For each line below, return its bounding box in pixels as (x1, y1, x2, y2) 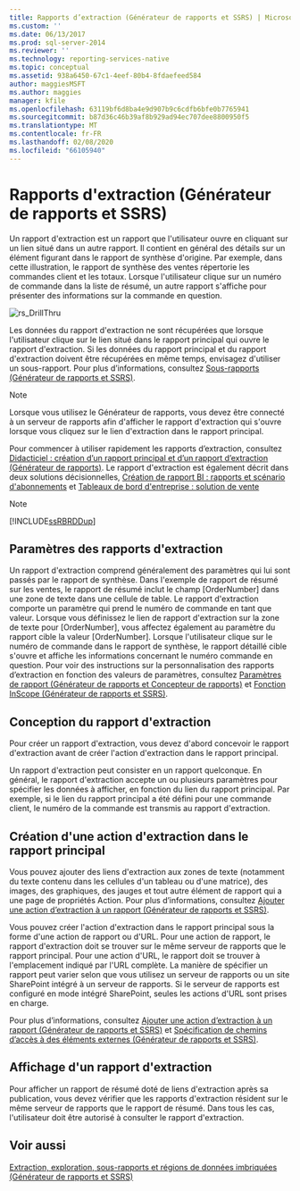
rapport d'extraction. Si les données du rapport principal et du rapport (9, 343, 267, 354)
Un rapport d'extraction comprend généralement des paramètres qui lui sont (9, 565, 291, 576)
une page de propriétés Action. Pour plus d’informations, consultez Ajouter (9, 895, 285, 905)
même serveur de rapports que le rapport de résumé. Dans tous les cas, (9, 1103, 275, 1113)
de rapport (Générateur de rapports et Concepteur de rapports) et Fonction (9, 679, 287, 690)
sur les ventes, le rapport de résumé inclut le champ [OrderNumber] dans (9, 584, 279, 595)
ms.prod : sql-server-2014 (9, 38, 105, 47)
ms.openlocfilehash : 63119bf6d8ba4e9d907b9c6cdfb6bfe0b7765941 (9, 105, 250, 113)
